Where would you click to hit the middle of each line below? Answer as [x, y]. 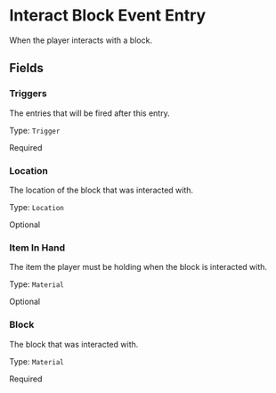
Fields [27, 68]
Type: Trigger [35, 130]
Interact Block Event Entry [108, 16]
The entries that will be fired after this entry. [90, 113]
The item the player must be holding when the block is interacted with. [138, 267]
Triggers [28, 94]
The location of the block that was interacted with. [101, 190]
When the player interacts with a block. [81, 40]
